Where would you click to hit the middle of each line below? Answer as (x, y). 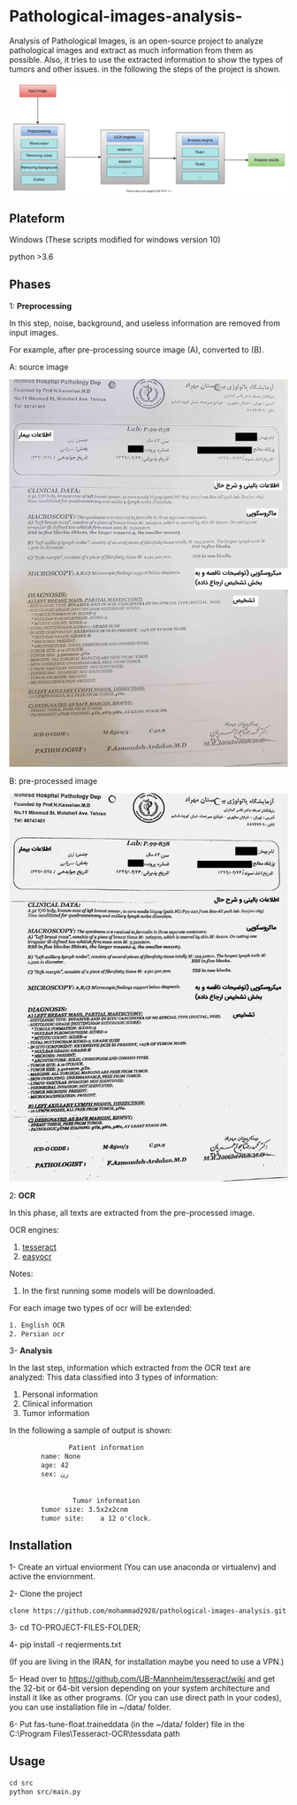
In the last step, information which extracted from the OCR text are (130, 1367)
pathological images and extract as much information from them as (131, 50)
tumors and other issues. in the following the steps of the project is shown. (145, 69)
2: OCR (22, 1195)
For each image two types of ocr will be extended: (101, 1307)
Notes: (21, 1274)
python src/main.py (45, 1792)
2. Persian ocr (37, 1334)
